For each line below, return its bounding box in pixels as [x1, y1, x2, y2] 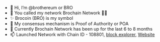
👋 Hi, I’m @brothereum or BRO [10, 5, 73, 10]
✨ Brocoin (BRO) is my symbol [10, 15, 73, 21]
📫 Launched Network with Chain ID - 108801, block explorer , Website [10, 32, 155, 37]
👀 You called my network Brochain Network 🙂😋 [10, 10, 108, 16]
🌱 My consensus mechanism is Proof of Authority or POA [10, 21, 129, 27]
